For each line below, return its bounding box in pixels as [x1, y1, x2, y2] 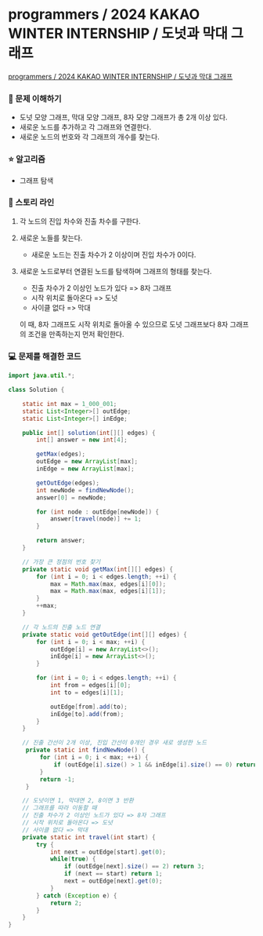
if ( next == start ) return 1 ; [63, 870, 163, 878]
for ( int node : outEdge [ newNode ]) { [36, 508, 159, 516]
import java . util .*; [8, 371, 76, 380]
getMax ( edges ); [36, 450, 86, 459]
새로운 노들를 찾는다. [19, 233, 83, 243]
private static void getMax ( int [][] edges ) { [22, 565, 174, 573]
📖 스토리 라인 [8, 197, 55, 208]
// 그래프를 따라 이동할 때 [22, 804, 97, 812]
